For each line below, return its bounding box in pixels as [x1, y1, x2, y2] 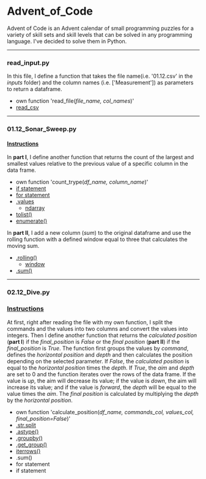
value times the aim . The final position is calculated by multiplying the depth [7, 390, 199, 397]
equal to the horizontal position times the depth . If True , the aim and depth [7, 364, 194, 371]
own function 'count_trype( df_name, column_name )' [15, 179, 149, 186]
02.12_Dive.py [7, 288, 50, 297]
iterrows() [15, 447, 41, 455]
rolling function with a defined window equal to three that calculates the [7, 236, 188, 243]
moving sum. [7, 242, 40, 250]
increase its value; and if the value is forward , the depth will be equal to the [7, 384, 196, 391]
